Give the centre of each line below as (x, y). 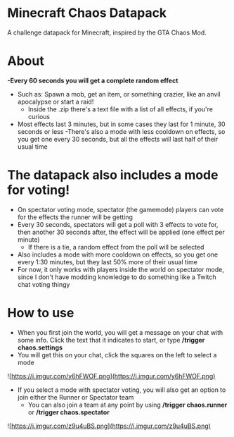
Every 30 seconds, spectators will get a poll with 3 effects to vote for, (118, 224)
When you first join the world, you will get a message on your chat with (120, 332)
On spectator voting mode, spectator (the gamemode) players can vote (121, 209)
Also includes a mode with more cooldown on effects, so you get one (118, 254)
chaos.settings (40, 347)
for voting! (39, 190)
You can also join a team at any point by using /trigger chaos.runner (128, 405)
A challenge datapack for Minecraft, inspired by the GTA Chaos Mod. (107, 32)
